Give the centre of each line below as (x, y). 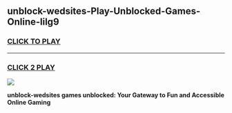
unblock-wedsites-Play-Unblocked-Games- (104, 11)
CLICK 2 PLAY (31, 67)
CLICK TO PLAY (34, 42)
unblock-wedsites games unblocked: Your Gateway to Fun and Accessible (116, 95)
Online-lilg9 (33, 22)
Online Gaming (29, 102)
